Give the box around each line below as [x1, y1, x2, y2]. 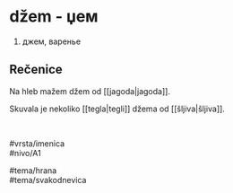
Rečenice [9, 62, 63, 77]
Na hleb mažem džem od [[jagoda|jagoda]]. [9, 85, 170, 96]
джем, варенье [22, 36, 82, 47]
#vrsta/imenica [9, 137, 65, 149]
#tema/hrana [9, 164, 57, 176]
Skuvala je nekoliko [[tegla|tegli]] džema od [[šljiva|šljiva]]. [9, 103, 226, 114]
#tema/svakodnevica [9, 174, 87, 185]
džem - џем [9, 6, 99, 27]
